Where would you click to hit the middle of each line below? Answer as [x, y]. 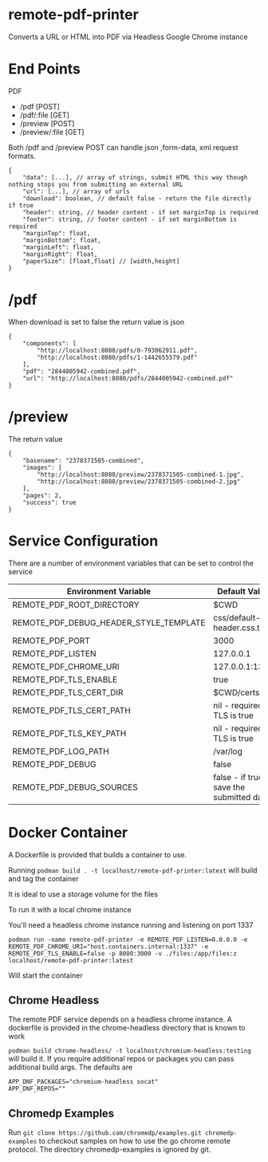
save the [229, 787]
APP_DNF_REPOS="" [37, 1089]
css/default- [237, 617]
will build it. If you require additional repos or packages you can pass [121, 1059]
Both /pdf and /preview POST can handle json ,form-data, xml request [123, 147]
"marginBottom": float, [62, 240]
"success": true [50, 502]
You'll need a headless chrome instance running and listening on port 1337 [131, 925]
